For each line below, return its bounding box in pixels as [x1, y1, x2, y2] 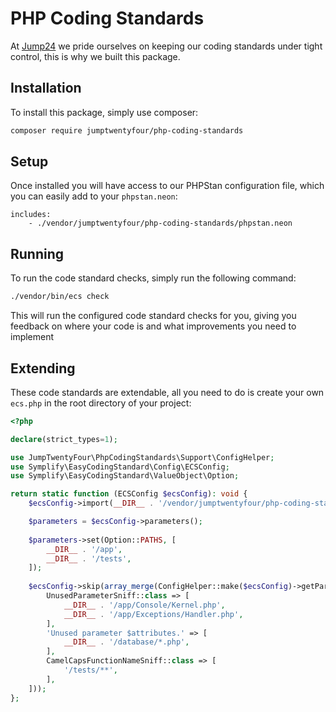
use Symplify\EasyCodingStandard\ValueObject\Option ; [10, 471, 240, 481]
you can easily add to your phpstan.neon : [10, 190, 178, 202]
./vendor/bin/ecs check [10, 292, 110, 302]
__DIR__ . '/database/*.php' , [63, 637, 190, 647]
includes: [10, 210, 52, 220]
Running [10, 245, 65, 262]
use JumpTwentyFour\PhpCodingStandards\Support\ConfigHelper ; [10, 452, 275, 462]
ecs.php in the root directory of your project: [10, 397, 192, 409]
